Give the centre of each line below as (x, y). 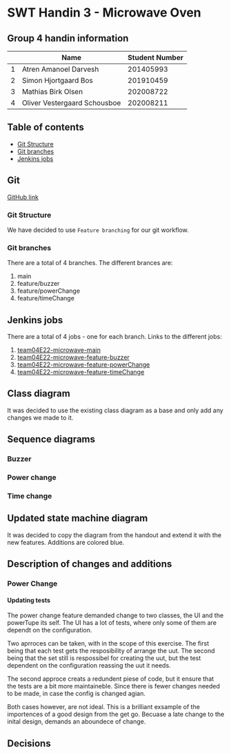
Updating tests (29, 600)
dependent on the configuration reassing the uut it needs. (89, 666)
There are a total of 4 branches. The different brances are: (90, 263)
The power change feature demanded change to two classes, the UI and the (115, 615)
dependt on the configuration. (50, 630)
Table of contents (46, 127)
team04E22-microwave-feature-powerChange (83, 365)
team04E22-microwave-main (59, 350)
